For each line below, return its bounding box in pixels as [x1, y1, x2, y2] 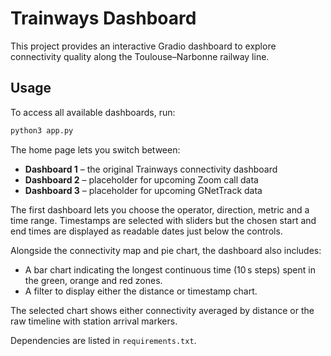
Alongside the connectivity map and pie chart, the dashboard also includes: [10, 244, 322, 256]
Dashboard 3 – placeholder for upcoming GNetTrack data [24, 184, 263, 196]
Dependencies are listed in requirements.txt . [10, 334, 197, 346]
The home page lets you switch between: [10, 143, 181, 156]
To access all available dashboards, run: [10, 106, 176, 118]
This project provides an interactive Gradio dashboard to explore [10, 40, 277, 52]
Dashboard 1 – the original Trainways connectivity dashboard [24, 163, 278, 175]
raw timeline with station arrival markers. [10, 315, 178, 327]
